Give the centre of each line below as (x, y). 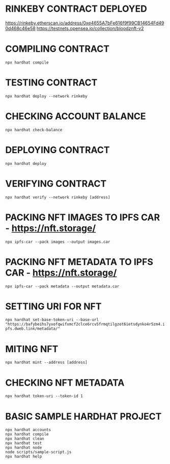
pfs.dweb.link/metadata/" (33, 329)
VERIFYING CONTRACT (56, 183)
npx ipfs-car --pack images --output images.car (58, 242)
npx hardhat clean (25, 439)
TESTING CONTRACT (51, 83)
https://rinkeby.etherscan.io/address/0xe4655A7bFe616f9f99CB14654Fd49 (85, 23)
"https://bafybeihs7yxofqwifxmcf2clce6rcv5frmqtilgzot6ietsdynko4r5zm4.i (85, 324)
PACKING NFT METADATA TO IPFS (79, 262)
